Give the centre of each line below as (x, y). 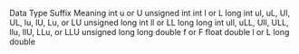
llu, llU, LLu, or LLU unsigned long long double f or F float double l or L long (149, 32)
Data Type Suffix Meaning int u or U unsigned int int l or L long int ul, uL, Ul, (150, 13)
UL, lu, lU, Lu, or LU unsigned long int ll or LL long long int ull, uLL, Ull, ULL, (149, 22)
